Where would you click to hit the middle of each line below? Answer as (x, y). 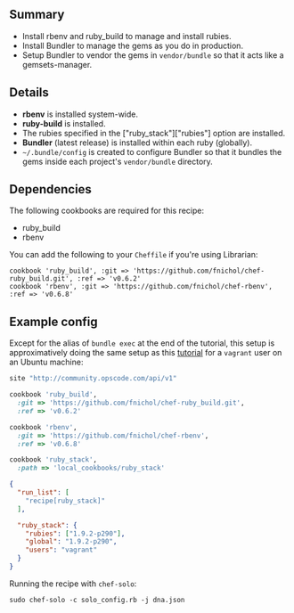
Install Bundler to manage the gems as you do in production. (132, 45)
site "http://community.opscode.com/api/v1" (93, 379)
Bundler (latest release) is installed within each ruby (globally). (137, 143)
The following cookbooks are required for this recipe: (107, 211)
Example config (53, 321)
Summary (37, 15)
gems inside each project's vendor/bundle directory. (118, 161)
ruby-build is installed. (64, 123)
